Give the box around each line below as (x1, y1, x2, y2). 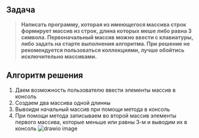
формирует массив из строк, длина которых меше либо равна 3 (20, 27, 192, 34)
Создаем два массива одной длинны (14, 99, 111, 106)
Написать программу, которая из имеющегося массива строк (20, 20, 186, 28)
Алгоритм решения (6, 71, 84, 81)
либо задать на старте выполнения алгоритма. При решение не (20, 40, 191, 47)
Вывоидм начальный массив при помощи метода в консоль (14, 105, 170, 113)
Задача (6, 5, 35, 15)
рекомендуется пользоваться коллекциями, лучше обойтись (20, 46, 185, 54)
